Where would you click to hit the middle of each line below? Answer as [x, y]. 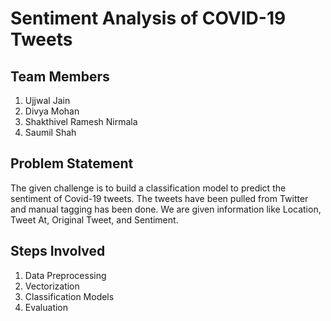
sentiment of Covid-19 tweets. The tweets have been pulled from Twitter [159, 198]
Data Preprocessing [65, 275]
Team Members [60, 76]
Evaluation [46, 307]
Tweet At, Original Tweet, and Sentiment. [94, 219]
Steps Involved [58, 251]
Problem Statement [72, 163]
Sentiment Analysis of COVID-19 [148, 18]
